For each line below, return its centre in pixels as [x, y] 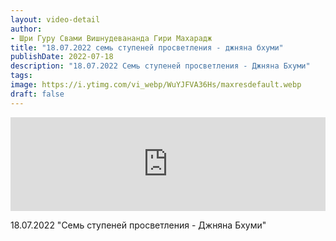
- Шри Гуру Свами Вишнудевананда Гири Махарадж [111, 38]
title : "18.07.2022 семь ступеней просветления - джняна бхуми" [147, 47]
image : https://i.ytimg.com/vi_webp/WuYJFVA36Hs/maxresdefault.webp [156, 85]
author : [26, 29]
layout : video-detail [55, 19]
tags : [21, 76]
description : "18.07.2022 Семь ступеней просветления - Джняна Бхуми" [160, 66]
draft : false [37, 94]
